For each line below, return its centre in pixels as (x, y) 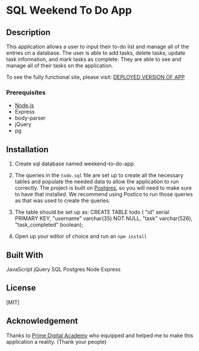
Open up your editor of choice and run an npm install (81, 236)
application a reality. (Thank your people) (56, 341)
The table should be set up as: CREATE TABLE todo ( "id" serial (92, 212)
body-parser (30, 118)
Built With (25, 255)
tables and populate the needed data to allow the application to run (97, 181)
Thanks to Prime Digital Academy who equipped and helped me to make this (100, 335)
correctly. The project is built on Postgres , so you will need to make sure (103, 188)
